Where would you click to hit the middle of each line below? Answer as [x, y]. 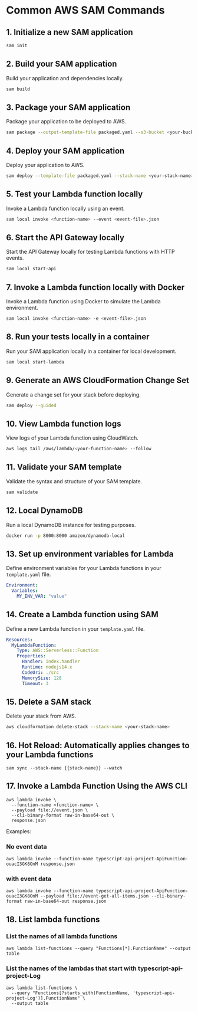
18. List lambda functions [53, 919]
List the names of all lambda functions [62, 936]
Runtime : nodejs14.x [47, 667]
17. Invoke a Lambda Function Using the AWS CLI [97, 786]
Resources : [19, 640]
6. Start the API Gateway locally [65, 238]
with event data [29, 879]
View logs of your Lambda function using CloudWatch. [72, 438]
